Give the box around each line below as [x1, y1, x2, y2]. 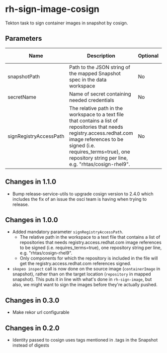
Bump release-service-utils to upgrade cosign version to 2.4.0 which [12, 190, 154, 197]
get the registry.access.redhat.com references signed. [19, 261, 132, 266]
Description [86, 52, 115, 59]
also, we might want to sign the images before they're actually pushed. [12, 282, 158, 288]
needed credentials [69, 96, 114, 103]
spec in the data [69, 76, 107, 83]
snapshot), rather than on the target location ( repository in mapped [12, 271, 151, 277]
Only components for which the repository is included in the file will [19, 255, 158, 262]
